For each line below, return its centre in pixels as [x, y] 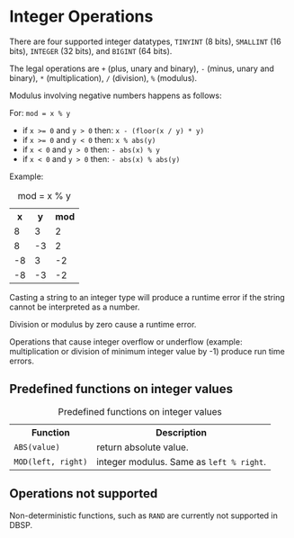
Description [181, 432]
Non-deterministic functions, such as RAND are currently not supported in [144, 516]
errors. [22, 361]
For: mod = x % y [40, 112]
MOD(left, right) [51, 462]
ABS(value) [37, 447]
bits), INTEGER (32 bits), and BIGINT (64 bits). [91, 50]
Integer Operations [81, 17]
